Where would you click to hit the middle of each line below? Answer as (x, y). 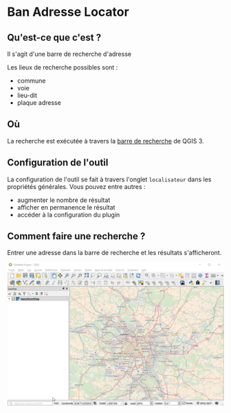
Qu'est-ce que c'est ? (54, 38)
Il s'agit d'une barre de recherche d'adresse (69, 54)
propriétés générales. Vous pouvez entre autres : (76, 186)
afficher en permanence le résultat (66, 207)
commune (31, 81)
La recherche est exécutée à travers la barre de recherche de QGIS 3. (106, 141)
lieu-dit (27, 95)
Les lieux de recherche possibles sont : (63, 67)
